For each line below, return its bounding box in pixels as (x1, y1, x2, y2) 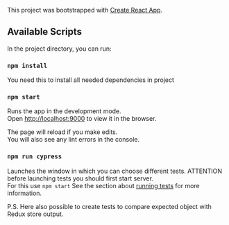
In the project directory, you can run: (7, 44, 112, 53)
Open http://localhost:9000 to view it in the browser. (7, 115, 157, 123)
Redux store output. (7, 210, 64, 218)
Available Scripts (7, 26, 82, 37)
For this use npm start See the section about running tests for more (7, 181, 200, 190)
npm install (7, 62, 48, 69)
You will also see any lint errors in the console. (7, 135, 140, 144)
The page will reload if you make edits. (7, 128, 118, 136)
